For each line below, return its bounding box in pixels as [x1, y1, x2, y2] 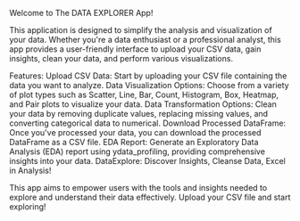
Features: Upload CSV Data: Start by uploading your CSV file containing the [9, 70, 287, 81]
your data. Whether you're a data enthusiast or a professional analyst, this [9, 35, 281, 45]
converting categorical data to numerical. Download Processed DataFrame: [9, 118, 287, 128]
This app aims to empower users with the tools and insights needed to [9, 183, 268, 192]
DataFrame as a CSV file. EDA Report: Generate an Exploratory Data [9, 137, 259, 147]
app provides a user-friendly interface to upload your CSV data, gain [9, 44, 262, 54]
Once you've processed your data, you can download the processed [9, 127, 262, 137]
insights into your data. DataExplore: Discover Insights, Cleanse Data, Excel [9, 156, 286, 166]
